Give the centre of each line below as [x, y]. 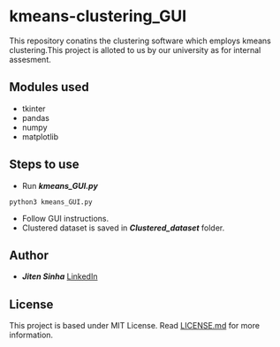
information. [31, 335]
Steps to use [44, 165]
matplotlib [40, 136]
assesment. [30, 59]
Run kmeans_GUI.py [60, 185]
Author [29, 255]
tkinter [34, 109]
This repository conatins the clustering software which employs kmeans [140, 41]
